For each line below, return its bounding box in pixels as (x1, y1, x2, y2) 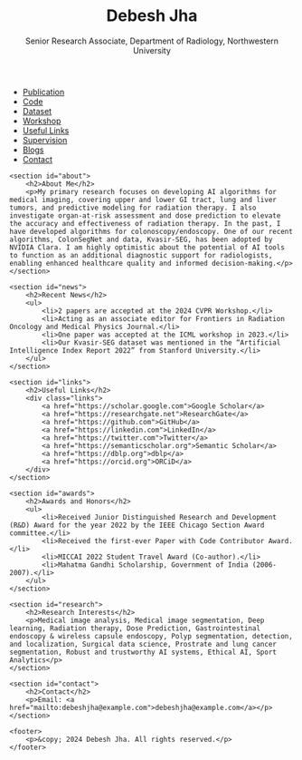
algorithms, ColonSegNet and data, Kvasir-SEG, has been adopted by (9, 235, 273, 244)
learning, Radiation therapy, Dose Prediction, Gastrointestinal (9, 623, 260, 633)
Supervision (22, 134, 68, 145)
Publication (22, 86, 65, 97)
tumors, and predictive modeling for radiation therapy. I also (9, 203, 257, 212)
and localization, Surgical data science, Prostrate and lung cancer (9, 639, 278, 648)
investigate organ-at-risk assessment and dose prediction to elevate (9, 210, 281, 220)
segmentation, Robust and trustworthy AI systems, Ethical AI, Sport (9, 648, 278, 657)
